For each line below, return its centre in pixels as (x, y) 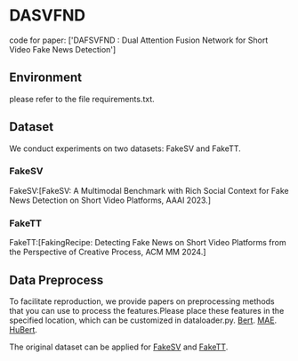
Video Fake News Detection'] (63, 49)
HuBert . (24, 329)
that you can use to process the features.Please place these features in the (147, 310)
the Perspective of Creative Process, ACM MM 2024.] (108, 252)
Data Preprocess (56, 280)
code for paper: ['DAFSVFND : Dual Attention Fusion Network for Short (139, 40)
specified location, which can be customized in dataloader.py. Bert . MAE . (143, 320)
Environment (46, 78)
